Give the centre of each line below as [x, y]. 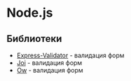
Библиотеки [34, 39]
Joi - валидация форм [49, 63]
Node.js [30, 13]
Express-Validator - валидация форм [70, 55]
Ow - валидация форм [50, 70]
